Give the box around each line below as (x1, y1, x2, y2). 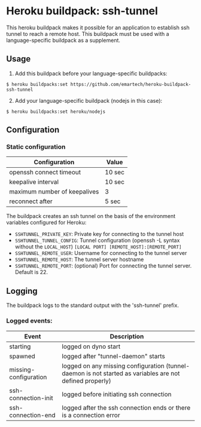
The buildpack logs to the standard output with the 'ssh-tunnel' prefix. (6, 302, 179, 309)
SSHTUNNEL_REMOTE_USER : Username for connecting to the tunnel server (14, 250, 187, 257)
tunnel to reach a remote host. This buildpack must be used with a (6, 30, 169, 37)
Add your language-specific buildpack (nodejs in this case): (14, 97, 163, 104)
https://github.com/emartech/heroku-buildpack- (70, 81, 191, 87)
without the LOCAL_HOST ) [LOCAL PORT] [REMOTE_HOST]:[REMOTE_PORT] (14, 243, 182, 250)
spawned (9, 352, 36, 360)
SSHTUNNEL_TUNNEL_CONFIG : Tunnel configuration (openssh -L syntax (14, 237, 180, 244)
